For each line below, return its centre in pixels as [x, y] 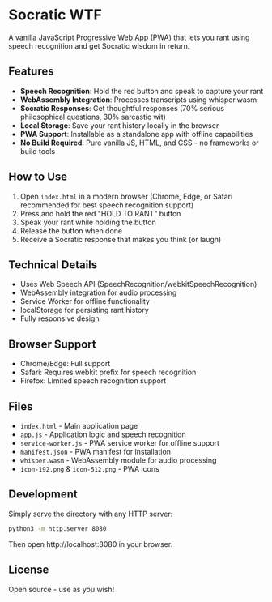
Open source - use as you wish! [62, 589]
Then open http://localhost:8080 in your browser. [91, 544]
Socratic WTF [55, 15]
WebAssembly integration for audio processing [98, 292]
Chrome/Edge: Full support [65, 364]
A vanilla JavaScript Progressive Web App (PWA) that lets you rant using [129, 37]
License [29, 570]
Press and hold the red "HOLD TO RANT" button [100, 213]
